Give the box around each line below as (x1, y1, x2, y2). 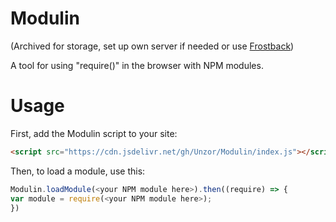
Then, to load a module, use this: (10, 165, 146, 177)
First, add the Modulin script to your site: (10, 127, 178, 139)
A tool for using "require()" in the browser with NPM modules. (10, 59, 264, 71)
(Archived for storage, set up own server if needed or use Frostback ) (10, 40, 295, 52)
